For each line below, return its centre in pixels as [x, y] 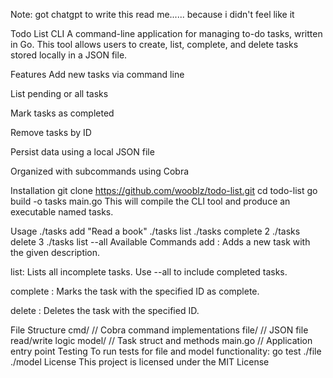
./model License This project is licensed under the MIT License [140, 362]
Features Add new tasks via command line [97, 74]
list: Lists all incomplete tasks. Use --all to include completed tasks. [149, 272]
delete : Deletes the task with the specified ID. [105, 310]
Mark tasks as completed [62, 113]
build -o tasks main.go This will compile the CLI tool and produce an [150, 201]
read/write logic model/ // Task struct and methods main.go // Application [161, 340]
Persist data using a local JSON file [82, 152]
